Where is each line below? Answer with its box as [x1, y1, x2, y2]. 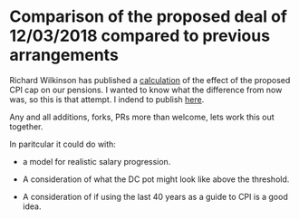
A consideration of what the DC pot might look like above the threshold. [22, 174, 290, 185]
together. [9, 120, 43, 132]
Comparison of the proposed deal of [9, 6, 288, 27]
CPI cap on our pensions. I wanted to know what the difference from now [9, 84, 283, 95]
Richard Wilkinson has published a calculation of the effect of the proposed [9, 74, 291, 85]
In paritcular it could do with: [9, 138, 116, 149]
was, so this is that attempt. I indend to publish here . [9, 93, 205, 105]
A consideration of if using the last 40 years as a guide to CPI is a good [22, 191, 288, 202]
